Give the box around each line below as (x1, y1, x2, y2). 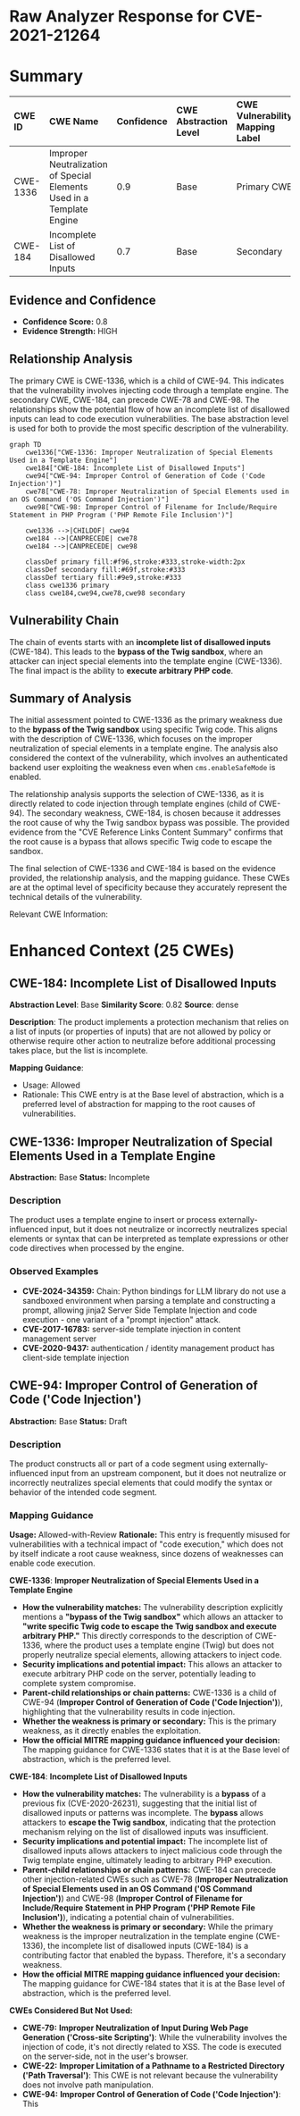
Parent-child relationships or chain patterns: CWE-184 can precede (21, 1865, 277, 1876)
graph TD (9, 440, 42, 449)
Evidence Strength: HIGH (21, 325, 118, 336)
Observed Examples (9, 1265, 99, 1278)
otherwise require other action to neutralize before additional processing (9, 1036, 276, 1046)
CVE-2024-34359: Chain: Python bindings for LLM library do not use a (21, 1285, 287, 1297)
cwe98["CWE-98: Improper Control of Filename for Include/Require (25, 502, 278, 511)
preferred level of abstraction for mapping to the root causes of (21, 1099, 256, 1110)
